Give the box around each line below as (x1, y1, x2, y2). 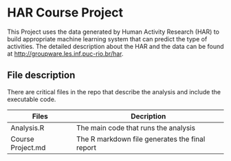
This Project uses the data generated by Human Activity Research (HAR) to (7, 28, 220, 36)
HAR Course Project (7, 5, 124, 21)
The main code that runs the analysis (76, 122, 196, 132)
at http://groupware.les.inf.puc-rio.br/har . (7, 50, 124, 58)
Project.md (10, 142, 46, 152)
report (76, 142, 96, 152)
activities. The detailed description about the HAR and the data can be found (7, 42, 224, 50)
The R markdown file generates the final (76, 134, 206, 144)
